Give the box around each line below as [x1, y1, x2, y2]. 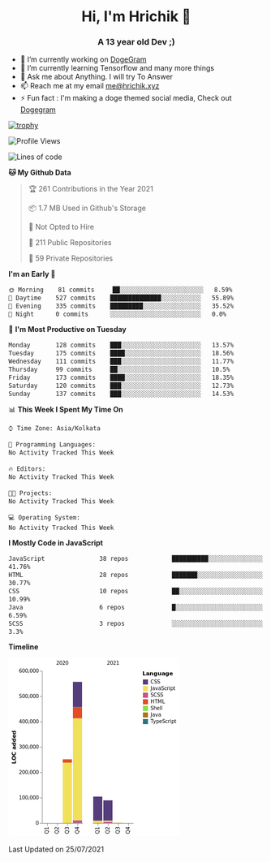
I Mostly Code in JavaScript [8, 538, 104, 548]
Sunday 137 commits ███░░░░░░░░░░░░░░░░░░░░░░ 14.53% [8, 390, 234, 399]
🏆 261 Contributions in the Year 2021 [28, 184, 154, 194]
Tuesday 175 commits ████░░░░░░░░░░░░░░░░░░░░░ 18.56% [8, 349, 234, 358]
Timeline [8, 642, 39, 652]
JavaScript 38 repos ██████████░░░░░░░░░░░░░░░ [8, 555, 264, 563]
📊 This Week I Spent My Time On [8, 405, 123, 415]
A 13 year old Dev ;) [97, 37, 176, 48]
